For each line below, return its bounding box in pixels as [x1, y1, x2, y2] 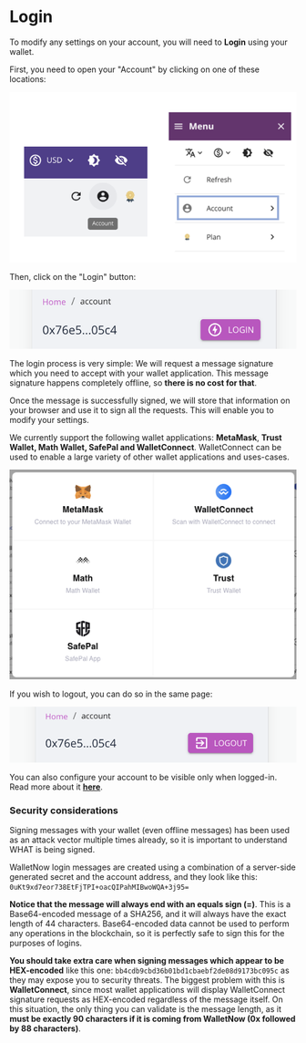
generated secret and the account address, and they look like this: [9, 872, 258, 883]
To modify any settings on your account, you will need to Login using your [9, 36, 289, 47]
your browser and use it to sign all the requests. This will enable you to [9, 404, 275, 416]
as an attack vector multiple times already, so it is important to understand [9, 834, 288, 845]
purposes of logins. [9, 937, 83, 949]
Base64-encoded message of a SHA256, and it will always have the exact [9, 909, 287, 920]
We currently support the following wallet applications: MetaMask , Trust [9, 431, 282, 443]
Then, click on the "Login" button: [9, 272, 137, 283]
